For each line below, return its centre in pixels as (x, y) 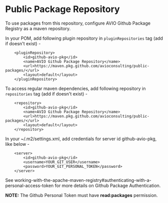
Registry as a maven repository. (38, 28)
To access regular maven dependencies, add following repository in (75, 88)
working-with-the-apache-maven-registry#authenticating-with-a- (83, 180)
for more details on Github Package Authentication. (108, 185)
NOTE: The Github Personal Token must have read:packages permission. (81, 195)
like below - (17, 144)
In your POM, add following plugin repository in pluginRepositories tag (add (84, 38)
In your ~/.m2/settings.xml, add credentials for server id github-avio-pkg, (81, 139)
